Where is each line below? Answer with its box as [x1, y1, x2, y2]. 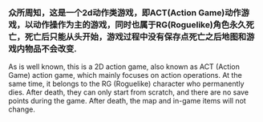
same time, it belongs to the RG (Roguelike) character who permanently [8, 79, 245, 89]
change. [8, 104, 36, 114]
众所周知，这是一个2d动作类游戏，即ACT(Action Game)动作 [8, 6, 242, 18]
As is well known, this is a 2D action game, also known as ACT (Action [8, 62, 241, 71]
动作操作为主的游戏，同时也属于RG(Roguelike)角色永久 [33, 18, 246, 30]
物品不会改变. [24, 43, 78, 54]
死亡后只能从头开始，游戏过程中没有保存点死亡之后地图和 [24, 31, 247, 42]
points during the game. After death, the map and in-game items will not [8, 96, 246, 106]
